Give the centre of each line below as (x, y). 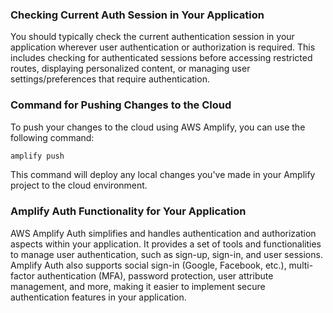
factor (22, 275)
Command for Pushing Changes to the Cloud (121, 105)
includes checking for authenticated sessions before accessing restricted (161, 58)
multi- (301, 265)
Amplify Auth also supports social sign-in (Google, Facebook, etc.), (148, 265)
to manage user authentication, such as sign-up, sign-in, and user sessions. (166, 254)
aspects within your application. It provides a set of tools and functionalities (166, 244)
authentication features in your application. (98, 297)
